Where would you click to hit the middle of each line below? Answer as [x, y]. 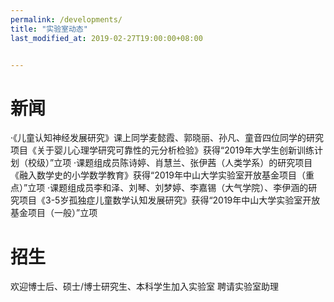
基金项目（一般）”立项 [54, 213]
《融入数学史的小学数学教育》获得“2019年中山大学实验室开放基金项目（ [158, 175]
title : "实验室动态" [49, 29]
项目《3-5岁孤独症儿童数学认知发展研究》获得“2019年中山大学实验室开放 [169, 200]
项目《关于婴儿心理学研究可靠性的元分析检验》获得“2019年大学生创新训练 [162, 150]
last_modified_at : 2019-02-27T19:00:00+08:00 [106, 38]
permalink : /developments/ [66, 19]
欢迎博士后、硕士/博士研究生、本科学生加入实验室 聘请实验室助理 [144, 287]
